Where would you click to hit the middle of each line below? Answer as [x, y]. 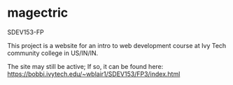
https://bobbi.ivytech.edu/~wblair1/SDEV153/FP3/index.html [94, 74]
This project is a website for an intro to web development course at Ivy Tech [117, 45]
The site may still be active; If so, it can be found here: [85, 66]
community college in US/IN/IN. [53, 53]
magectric [38, 13]
